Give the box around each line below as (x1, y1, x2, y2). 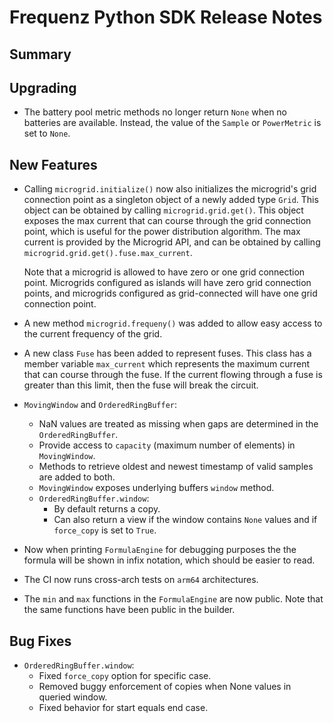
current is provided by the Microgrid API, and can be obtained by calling (23, 236, 321, 248)
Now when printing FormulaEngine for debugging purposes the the (23, 544, 297, 556)
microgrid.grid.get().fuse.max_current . (23, 247, 193, 259)
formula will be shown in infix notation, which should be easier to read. (23, 554, 316, 566)
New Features (9, 156, 98, 173)
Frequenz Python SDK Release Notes (9, 6, 323, 29)
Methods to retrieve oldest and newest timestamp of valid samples (38, 461, 314, 473)
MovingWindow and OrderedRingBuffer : (23, 399, 178, 411)
